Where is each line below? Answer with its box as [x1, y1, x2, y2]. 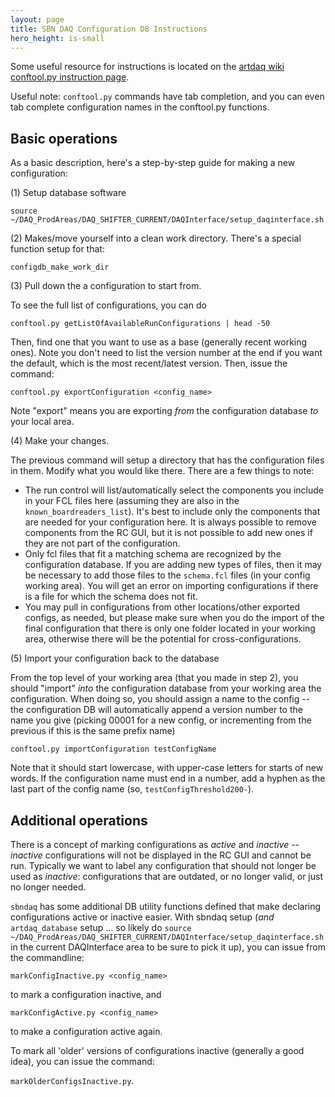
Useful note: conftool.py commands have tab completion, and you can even [10, 91, 325, 103]
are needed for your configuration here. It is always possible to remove [24, 516, 317, 528]
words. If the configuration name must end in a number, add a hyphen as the [10, 772, 326, 785]
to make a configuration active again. [10, 1026, 163, 1037]
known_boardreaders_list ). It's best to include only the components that [24, 506, 321, 518]
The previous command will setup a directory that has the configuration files [10, 454, 325, 466]
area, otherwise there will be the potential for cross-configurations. [24, 633, 302, 645]
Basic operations [10, 130, 118, 147]
